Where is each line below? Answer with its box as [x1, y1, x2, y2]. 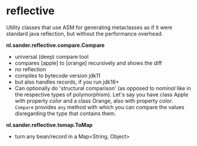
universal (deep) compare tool [14, 53, 89, 60]
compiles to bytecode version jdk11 [14, 72, 101, 79]
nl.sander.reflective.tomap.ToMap [6, 121, 93, 128]
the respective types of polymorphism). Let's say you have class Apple [14, 91, 189, 98]
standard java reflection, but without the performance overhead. [6, 30, 163, 37]
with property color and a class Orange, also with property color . [14, 97, 174, 104]
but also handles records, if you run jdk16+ [14, 78, 120, 85]
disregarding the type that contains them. [14, 110, 116, 117]
